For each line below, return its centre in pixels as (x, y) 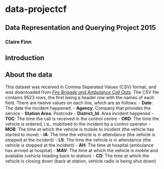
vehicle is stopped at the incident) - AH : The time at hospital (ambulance (80, 145)
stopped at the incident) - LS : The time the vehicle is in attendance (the (78, 140)
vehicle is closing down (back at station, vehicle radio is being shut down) (81, 161)
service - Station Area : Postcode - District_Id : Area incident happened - (80, 113)
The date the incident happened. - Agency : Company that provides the (78, 108)
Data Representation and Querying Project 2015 (81, 28)
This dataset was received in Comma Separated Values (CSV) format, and (81, 87)
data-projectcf (36, 9)
